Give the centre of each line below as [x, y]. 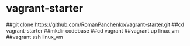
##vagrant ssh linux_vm [34, 37]
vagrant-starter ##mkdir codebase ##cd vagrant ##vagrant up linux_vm [93, 30]
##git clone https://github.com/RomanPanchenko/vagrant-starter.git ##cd [95, 24]
